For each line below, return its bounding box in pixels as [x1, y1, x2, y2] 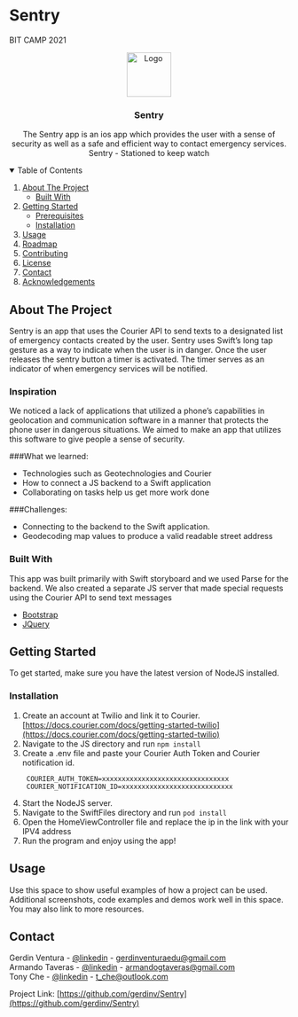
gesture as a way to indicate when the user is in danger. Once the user [9, 345, 268, 356]
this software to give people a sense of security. [9, 434, 185, 444]
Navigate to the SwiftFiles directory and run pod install [21, 807, 228, 818]
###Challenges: [9, 505, 68, 515]
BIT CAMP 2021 [9, 35, 67, 45]
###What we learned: [9, 451, 89, 462]
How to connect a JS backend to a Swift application [21, 478, 211, 489]
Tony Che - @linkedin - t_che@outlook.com [9, 972, 169, 982]
